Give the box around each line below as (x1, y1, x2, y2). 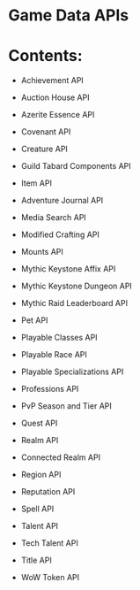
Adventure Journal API (20, 195, 104, 206)
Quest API (20, 418, 58, 429)
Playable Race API (20, 349, 87, 360)
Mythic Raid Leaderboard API (20, 298, 129, 309)
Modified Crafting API (20, 229, 100, 240)
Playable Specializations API (20, 366, 124, 377)
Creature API (20, 143, 68, 155)
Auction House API (20, 92, 90, 103)
